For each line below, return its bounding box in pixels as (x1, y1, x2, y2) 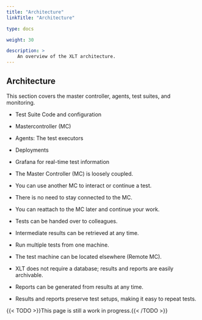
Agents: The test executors (15, 134, 84, 141)
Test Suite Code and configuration (15, 111, 102, 118)
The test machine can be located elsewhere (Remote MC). (15, 253, 162, 260)
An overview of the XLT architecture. (17, 53, 116, 60)
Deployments (15, 146, 49, 154)
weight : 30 (6, 37, 34, 43)
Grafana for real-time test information (15, 158, 110, 165)
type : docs (6, 26, 34, 32)
